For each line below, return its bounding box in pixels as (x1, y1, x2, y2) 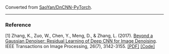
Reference (5, 21, 31, 28)
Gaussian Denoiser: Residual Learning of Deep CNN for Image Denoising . (5, 38, 157, 44)
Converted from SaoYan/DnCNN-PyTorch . (5, 4, 92, 10)
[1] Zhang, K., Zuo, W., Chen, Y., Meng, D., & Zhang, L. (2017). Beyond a (5, 32, 153, 39)
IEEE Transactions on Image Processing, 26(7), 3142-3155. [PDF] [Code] (5, 43, 155, 49)
